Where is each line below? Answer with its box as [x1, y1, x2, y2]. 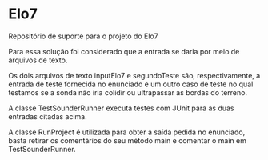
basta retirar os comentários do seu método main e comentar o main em [8, 135, 246, 145]
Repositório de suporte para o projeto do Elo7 [8, 31, 158, 41]
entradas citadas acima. [8, 111, 87, 121]
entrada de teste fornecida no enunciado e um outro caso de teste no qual [8, 79, 254, 89]
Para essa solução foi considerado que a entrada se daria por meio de [8, 46, 240, 56]
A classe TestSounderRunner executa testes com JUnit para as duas [8, 103, 234, 113]
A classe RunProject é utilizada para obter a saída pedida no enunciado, [8, 127, 246, 137]
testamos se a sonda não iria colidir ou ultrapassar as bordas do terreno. [8, 87, 248, 97]
